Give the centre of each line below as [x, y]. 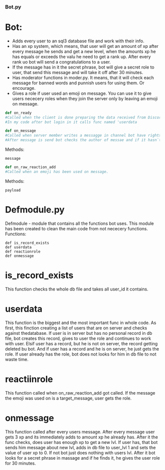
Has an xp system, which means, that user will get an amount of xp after [85, 46]
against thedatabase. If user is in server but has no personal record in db [79, 333]
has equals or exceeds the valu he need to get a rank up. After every [82, 56]
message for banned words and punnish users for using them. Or [78, 83]
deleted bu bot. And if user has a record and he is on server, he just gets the [82, 349]
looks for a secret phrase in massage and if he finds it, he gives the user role [82, 458]
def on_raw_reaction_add [30, 167]
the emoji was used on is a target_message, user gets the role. [68, 398]
